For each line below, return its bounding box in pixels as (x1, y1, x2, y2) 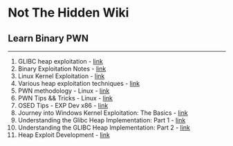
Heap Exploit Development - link (17, 131, 110, 139)
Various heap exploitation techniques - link (17, 80, 140, 87)
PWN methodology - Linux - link (17, 86, 110, 95)
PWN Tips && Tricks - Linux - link (17, 94, 113, 102)
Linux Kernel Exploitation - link (17, 72, 105, 80)
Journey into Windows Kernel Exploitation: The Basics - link (17, 109, 189, 117)
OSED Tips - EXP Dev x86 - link (17, 102, 109, 109)
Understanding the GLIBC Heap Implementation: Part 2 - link (17, 123, 191, 131)
